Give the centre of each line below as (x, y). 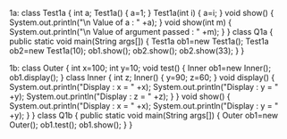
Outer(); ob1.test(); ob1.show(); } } (71, 125)
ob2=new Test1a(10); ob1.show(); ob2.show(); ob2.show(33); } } (127, 51)
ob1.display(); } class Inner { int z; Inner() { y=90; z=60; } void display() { (142, 78)
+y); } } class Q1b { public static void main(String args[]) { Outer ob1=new (144, 115)
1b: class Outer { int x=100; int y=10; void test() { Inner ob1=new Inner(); (140, 68)
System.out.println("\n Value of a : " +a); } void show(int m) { (121, 22)
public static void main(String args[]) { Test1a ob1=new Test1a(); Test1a (139, 41)
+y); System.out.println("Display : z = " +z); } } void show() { (120, 96)
